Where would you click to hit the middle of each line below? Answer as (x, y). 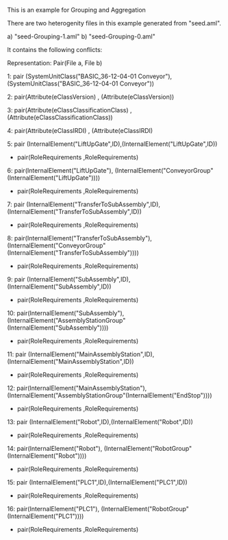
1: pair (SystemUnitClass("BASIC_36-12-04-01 (72, 76)
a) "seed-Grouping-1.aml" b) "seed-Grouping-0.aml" (81, 36)
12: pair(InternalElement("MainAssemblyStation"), (77, 388)
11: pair (17, 354)
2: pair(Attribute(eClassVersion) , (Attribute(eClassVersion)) (91, 97)
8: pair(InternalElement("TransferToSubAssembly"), (80, 238)
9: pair (16, 279)
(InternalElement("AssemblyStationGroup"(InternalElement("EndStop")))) (110, 395)
